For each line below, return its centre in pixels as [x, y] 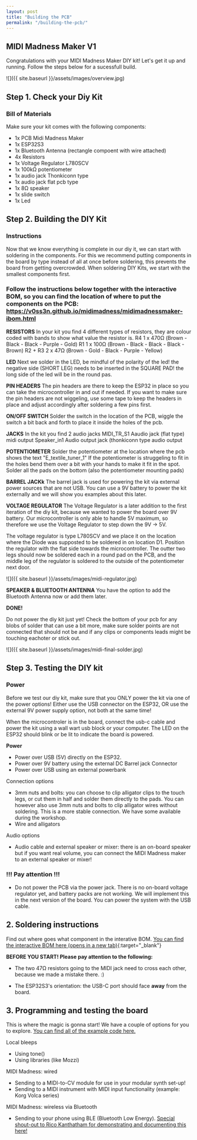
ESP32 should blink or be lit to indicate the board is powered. [80, 734]
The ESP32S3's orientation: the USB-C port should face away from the [101, 985]
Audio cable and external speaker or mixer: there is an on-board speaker [103, 847]
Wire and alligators [37, 824]
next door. [19, 567]
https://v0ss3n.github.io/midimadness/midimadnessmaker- [95, 312]
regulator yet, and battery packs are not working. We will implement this [102, 893]
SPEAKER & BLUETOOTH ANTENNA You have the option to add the [88, 590]
